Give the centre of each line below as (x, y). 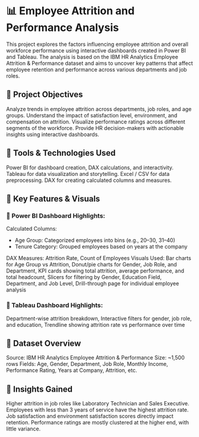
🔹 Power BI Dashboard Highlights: (56, 216)
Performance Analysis (63, 28)
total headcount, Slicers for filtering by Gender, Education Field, (84, 277)
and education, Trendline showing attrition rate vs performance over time (96, 324)
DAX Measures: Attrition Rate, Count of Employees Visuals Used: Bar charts (99, 258)
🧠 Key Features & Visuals (53, 199)
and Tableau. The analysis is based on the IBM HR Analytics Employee (92, 57)
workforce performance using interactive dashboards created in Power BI (96, 50)
